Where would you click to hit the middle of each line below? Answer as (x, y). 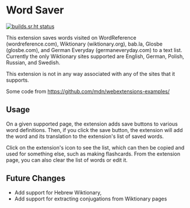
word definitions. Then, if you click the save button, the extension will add (94, 130)
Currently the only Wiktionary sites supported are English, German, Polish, (95, 56)
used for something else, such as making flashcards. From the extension (93, 154)
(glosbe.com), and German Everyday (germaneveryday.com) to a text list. (94, 50)
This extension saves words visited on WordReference (71, 37)
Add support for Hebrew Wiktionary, (58, 192)
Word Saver (35, 10)
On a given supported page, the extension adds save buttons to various (92, 124)
